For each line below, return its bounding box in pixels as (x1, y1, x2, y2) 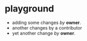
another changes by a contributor (12, 24, 82, 30)
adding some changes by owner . (12, 19, 81, 25)
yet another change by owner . (12, 30, 76, 36)
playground (5, 3, 54, 14)
